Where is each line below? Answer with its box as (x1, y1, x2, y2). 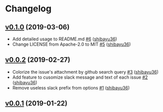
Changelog (5, 3, 52, 14)
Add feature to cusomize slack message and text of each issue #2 (12, 74, 148, 80)
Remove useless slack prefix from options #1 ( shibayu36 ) (12, 85, 130, 91)
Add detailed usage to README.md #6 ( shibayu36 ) (12, 36, 117, 42)
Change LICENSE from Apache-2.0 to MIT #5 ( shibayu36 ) (12, 41, 131, 47)
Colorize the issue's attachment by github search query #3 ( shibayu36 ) (12, 69, 159, 75)
